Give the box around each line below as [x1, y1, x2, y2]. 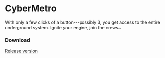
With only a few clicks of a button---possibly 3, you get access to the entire [5, 19, 160, 25]
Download [5, 36, 31, 43]
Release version [5, 48, 38, 54]
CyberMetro [5, 3, 57, 14]
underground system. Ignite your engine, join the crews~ [5, 24, 122, 30]
